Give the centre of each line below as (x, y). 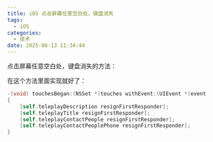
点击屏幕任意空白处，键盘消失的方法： (62, 66)
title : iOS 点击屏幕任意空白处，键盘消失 (61, 13)
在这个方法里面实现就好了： (47, 81)
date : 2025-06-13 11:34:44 (46, 45)
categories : (24, 33)
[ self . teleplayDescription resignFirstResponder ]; (94, 106)
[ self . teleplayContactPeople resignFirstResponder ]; (97, 119)
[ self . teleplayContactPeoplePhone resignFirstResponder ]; (105, 126)
